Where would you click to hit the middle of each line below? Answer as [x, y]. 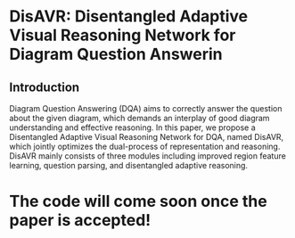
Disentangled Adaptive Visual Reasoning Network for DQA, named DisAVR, [147, 137]
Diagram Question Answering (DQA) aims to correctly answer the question [146, 108]
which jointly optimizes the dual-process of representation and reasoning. [145, 146]
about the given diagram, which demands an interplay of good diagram [139, 118]
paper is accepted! [80, 221]
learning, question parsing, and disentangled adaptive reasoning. [128, 165]
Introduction [45, 87]
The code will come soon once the [138, 201]
